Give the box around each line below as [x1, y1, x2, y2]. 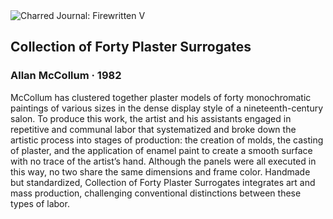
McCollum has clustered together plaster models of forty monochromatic [10, 91, 312, 103]
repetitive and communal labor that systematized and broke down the [10, 123, 297, 135]
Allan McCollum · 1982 [10, 69, 122, 83]
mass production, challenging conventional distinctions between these [10, 187, 302, 199]
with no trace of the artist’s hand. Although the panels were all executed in [10, 155, 317, 167]
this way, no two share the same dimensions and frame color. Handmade [10, 165, 311, 178]
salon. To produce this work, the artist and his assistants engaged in [10, 112, 292, 124]
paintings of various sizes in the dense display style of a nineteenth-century [10, 102, 324, 114]
